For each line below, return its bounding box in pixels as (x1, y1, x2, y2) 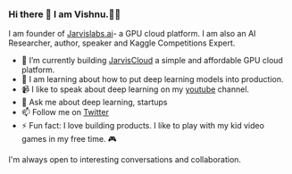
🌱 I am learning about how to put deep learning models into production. (21, 74, 284, 85)
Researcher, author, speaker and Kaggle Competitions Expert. (8, 37, 236, 48)
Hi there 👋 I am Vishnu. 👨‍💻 (8, 8, 121, 21)
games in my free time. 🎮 (21, 134, 117, 145)
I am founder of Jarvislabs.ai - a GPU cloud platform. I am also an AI (8, 29, 256, 39)
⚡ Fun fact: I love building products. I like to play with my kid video (21, 120, 265, 131)
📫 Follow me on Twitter (21, 107, 109, 118)
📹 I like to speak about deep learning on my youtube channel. (21, 84, 250, 95)
